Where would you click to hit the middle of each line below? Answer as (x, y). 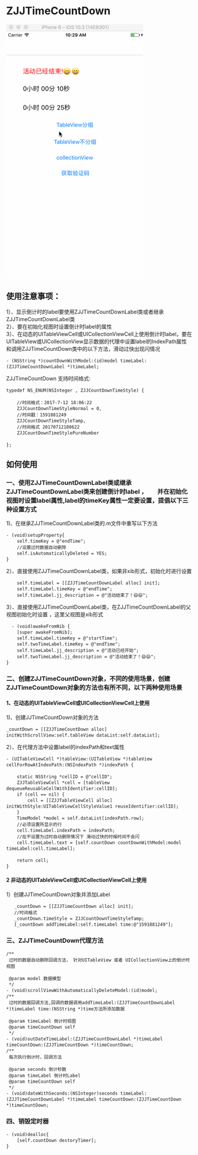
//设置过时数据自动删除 (41, 548)
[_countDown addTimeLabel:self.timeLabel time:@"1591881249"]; (94, 924)
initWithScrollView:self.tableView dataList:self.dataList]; (83, 735)
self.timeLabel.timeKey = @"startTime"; (67, 638)
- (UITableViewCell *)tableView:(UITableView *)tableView (79, 759)
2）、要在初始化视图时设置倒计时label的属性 (59, 327)
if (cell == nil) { (41, 794)
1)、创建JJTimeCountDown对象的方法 (52, 717)
